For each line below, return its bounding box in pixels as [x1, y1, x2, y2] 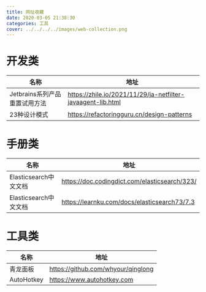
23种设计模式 [9, 111, 48, 119]
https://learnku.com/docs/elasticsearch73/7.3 [61, 198, 195, 206]
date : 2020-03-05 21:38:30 [6, 15, 75, 21]
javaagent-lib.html [67, 98, 121, 107]
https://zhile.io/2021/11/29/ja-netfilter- [67, 90, 185, 99]
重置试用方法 [9, 99, 47, 108]
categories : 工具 [6, 20, 49, 26]
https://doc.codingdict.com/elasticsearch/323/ [61, 177, 197, 185]
